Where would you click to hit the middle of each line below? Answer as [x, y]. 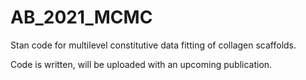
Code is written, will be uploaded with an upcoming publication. [141, 64]
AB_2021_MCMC [81, 17]
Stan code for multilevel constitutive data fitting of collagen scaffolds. [153, 45]
